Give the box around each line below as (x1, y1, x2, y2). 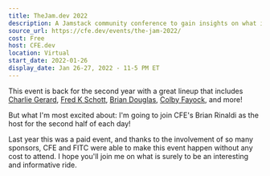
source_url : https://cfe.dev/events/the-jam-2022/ (8, 27, 182, 35)
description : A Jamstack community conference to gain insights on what (8, 19, 257, 27)
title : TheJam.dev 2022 (8, 11, 88, 20)
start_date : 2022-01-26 (8, 57, 88, 65)
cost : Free (8, 34, 45, 43)
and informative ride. (8, 160, 78, 170)
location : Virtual (8, 49, 70, 57)
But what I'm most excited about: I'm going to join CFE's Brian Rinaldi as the (8, 110, 260, 120)
